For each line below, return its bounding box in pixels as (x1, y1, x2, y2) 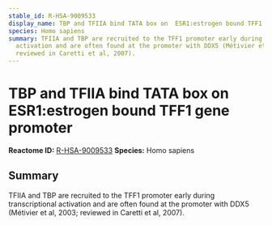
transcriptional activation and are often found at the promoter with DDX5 (8, 199, 249, 209)
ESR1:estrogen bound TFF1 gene (8, 102, 230, 120)
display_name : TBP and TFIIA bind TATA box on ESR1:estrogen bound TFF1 (8, 19, 263, 28)
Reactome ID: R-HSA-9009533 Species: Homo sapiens (8, 145, 195, 155)
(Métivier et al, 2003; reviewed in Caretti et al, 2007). (8, 207, 185, 217)
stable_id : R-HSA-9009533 (8, 11, 96, 20)
